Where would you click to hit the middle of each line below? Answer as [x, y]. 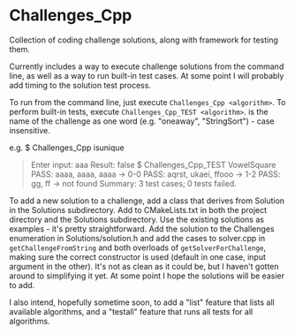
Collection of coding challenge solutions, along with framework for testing [144, 40]
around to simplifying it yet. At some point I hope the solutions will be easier [147, 276]
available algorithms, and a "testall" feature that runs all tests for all [131, 311]
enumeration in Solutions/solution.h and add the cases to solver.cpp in [137, 238]
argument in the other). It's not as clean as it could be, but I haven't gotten [144, 266]
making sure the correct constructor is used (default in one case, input [138, 256]
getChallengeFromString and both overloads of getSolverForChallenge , [138, 247]
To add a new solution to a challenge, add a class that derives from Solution [147, 201]
